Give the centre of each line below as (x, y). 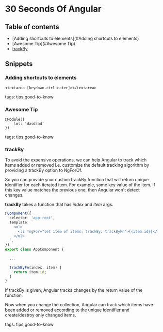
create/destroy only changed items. (41, 315)
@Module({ (15, 119)
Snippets (19, 64)
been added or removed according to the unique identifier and (67, 310)
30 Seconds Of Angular (53, 9)
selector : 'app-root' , (32, 218)
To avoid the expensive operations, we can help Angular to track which (76, 160)
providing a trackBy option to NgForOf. (44, 170)
